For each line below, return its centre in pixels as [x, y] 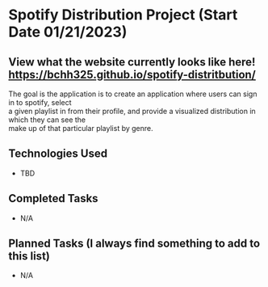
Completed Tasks [53, 198]
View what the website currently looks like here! [132, 62]
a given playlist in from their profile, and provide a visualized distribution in [132, 111]
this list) [29, 256]
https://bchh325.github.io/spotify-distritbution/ [132, 74]
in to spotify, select [40, 102]
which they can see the [47, 120]
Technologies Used [58, 154]
